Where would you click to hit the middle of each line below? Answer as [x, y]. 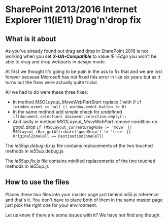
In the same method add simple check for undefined [67, 112]
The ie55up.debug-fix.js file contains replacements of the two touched [79, 146]
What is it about [31, 39]
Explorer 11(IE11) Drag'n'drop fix [73, 20]
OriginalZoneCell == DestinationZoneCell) [58, 136]
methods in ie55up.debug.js [35, 151]
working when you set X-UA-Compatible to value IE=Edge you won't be [81, 56]
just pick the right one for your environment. [51, 205]
